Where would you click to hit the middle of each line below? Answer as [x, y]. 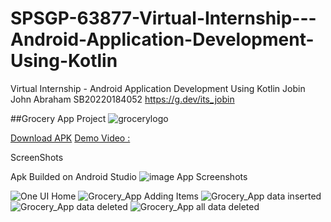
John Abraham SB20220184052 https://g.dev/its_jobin [122, 99]
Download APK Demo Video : [70, 138]
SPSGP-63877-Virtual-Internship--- [163, 18]
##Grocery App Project [58, 118]
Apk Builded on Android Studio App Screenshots [129, 176]
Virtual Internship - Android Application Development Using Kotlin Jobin [158, 88]
